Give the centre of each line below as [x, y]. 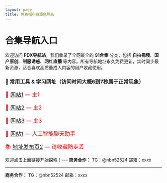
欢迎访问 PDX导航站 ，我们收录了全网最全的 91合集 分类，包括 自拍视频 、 [80, 55]
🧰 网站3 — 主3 [24, 121]
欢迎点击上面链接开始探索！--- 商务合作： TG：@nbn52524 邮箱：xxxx [78, 160]
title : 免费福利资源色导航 [30, 14]
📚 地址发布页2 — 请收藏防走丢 [45, 146]
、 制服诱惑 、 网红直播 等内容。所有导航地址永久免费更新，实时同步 [86, 61]
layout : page [19, 10]
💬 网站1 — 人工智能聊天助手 [40, 134]
